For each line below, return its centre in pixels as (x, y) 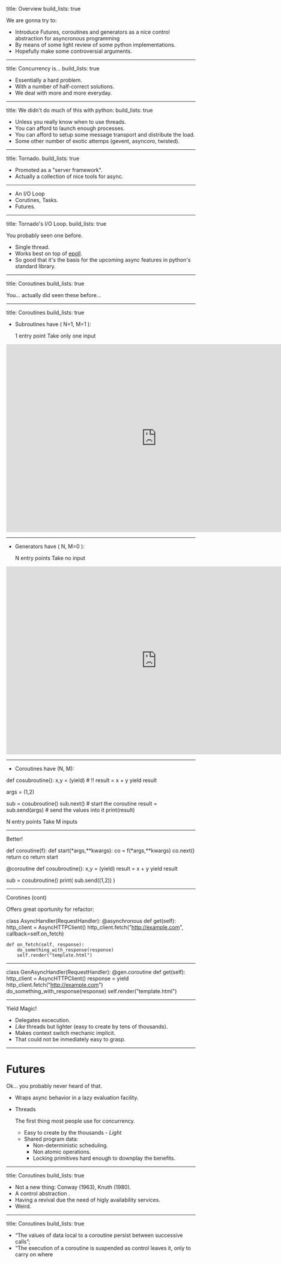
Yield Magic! (22, 1008)
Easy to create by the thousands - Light (73, 1132)
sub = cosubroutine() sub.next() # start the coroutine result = (82, 803)
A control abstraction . (42, 1193)
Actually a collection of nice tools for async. (69, 176)
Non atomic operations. (62, 1151)
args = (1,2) (20, 792)
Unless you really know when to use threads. (71, 122)
